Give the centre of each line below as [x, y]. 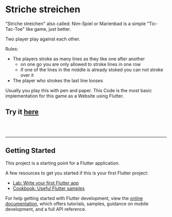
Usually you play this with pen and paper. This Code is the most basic [79, 90]
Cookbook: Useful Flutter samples [49, 188]
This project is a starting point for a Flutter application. [62, 163]
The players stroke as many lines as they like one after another [79, 59]
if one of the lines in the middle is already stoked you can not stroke [92, 70]
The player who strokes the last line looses [58, 80]
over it [27, 75]
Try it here [22, 112]
